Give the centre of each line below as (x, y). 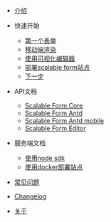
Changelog (30, 196)
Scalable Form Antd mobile (64, 121)
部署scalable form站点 (57, 67)
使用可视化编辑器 (50, 58)
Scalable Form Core (54, 106)
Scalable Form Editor (55, 128)
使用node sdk (45, 158)
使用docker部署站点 (54, 167)
